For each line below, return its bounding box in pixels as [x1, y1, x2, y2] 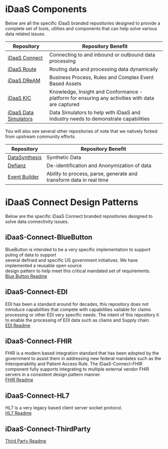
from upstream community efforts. [5, 133, 76, 139]
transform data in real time [46, 176, 108, 183]
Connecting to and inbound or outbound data [49, 51, 155, 58]
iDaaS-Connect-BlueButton [5, 233, 92, 242]
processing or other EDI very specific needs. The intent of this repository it [5, 311, 159, 317]
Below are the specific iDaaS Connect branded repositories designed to [5, 213, 153, 219]
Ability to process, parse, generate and [46, 170, 137, 177]
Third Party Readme [5, 438, 46, 444]
